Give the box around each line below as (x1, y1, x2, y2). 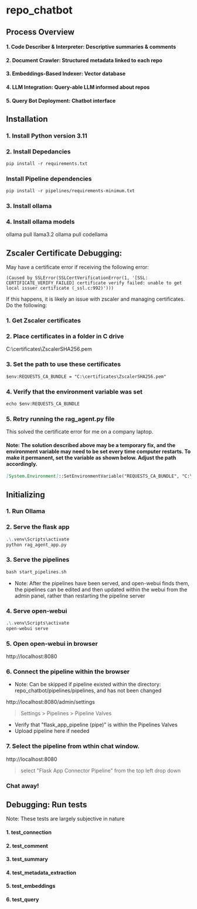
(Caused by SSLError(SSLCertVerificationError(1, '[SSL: (6, 275, 148, 281)
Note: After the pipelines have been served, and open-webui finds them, (14, 579, 189, 586)
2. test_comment (6, 842, 48, 849)
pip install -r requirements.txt (6, 161, 88, 167)
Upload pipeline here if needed (14, 727, 90, 734)
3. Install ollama (6, 202, 52, 210)
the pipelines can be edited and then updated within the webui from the (14, 586, 188, 593)
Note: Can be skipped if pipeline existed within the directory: (14, 681, 161, 688)
